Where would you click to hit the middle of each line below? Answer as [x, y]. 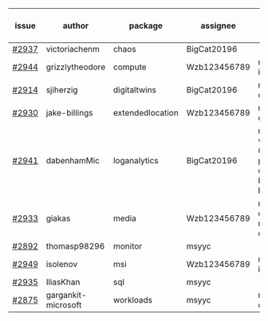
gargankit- [66, 295]
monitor [128, 246]
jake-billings [69, 113]
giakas [58, 218]
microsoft [64, 305]
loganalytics [136, 160]
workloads [133, 300]
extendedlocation [146, 113]
